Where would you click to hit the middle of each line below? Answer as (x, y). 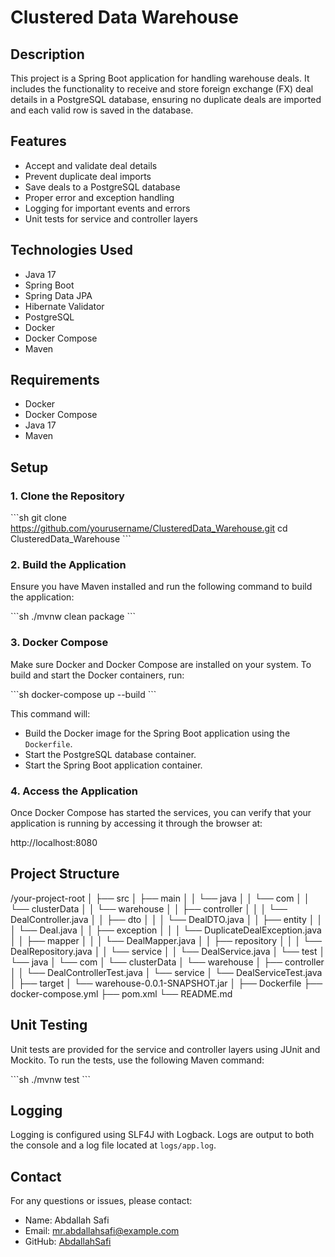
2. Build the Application (68, 565)
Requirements (55, 380)
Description (47, 54)
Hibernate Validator (64, 306)
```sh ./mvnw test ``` (50, 1079)
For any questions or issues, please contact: (101, 1201)
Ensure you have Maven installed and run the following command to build (161, 587)
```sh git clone (38, 518)
